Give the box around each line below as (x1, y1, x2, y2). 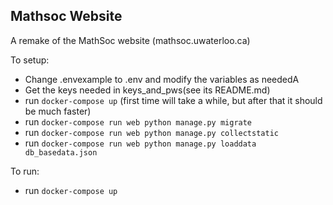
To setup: (10, 54, 50, 66)
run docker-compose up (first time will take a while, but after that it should (24, 94, 323, 106)
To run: (10, 165, 40, 177)
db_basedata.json (24, 147, 98, 158)
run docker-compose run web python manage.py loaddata (24, 137, 257, 149)
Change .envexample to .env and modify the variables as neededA (24, 73, 300, 85)
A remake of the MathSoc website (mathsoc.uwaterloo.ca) (10, 34, 251, 46)
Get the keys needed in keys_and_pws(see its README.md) (24, 84, 271, 96)
